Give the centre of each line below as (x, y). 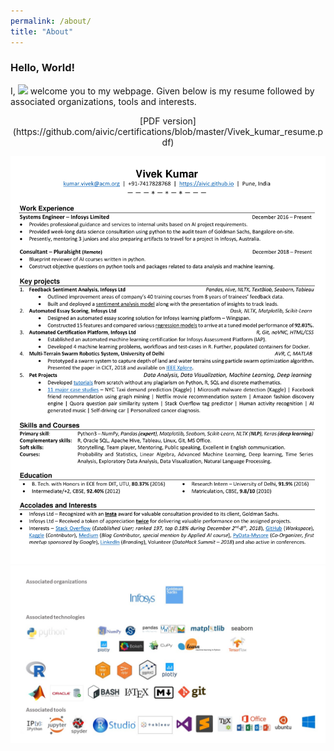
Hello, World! (43, 68)
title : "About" (42, 31)
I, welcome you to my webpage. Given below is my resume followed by (162, 91)
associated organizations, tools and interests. (103, 101)
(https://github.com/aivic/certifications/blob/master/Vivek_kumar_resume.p (168, 131)
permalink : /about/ (51, 21)
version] (179, 121)
